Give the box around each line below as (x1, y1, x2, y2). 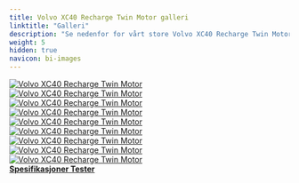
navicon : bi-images (9, 54, 82, 63)
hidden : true (9, 46, 58, 55)
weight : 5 (9, 37, 46, 47)
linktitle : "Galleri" (9, 21, 90, 30)
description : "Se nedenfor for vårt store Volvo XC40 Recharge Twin (9, 29, 269, 38)
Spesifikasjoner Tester (9, 163, 95, 174)
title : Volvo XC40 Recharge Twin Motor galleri (9, 12, 190, 22)
